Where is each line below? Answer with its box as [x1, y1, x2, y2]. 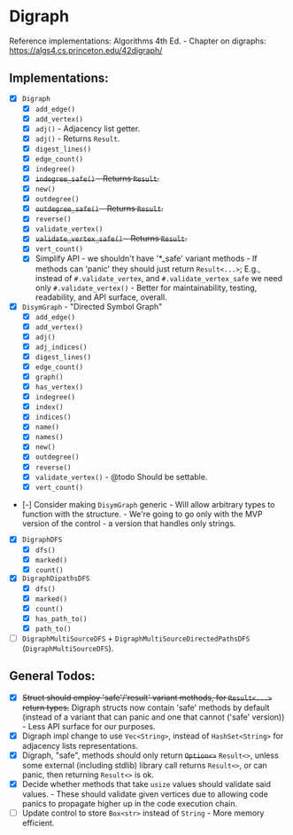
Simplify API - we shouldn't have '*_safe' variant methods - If [35, 253, 258, 264]
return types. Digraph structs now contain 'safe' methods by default [21, 702, 270, 713]
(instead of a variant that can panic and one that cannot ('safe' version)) [21, 712, 285, 722]
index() [35, 403, 64, 412]
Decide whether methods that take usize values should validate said [21, 778, 272, 789]
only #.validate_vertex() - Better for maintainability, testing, [35, 282, 258, 293]
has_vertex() [35, 383, 84, 392]
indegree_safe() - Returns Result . [35, 173, 160, 184]
